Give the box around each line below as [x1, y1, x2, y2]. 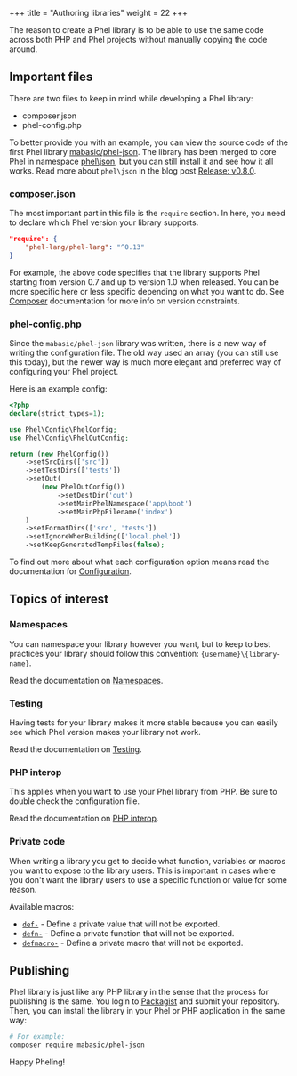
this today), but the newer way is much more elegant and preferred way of [9, 357, 282, 368]
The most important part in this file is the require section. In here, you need [9, 208, 286, 219]
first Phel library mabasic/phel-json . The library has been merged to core [9, 146, 277, 157]
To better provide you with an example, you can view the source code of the [9, 137, 289, 148]
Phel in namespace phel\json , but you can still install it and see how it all [9, 156, 274, 166]
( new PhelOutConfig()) [41, 482, 125, 492]
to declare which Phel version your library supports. [9, 217, 199, 228]
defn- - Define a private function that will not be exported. [21, 927, 235, 938]
